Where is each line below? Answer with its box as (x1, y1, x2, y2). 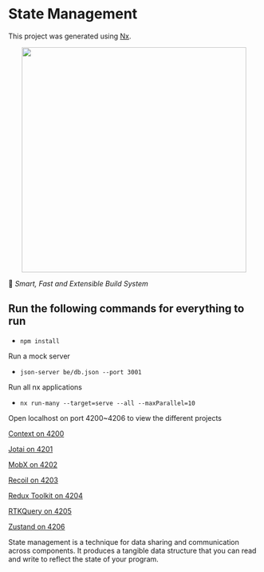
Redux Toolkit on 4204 (8, 490, 84, 500)
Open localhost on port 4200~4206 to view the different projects (8, 413, 222, 422)
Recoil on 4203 (8, 475, 58, 485)
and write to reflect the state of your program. (8, 554, 160, 564)
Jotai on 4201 (8, 444, 53, 454)
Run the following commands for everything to (8, 302, 245, 316)
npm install (19, 337, 60, 345)
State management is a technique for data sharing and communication (8, 537, 239, 546)
